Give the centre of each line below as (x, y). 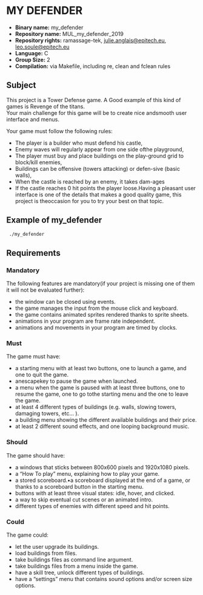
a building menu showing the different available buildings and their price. (106, 420)
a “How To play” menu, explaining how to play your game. (87, 473)
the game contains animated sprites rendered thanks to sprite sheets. (102, 315)
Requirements (33, 253)
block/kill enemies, (38, 162)
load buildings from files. (46, 553)
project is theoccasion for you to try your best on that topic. (89, 201)
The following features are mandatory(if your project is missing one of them (101, 284)
